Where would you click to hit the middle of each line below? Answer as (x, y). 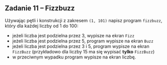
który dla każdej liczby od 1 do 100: (42, 26)
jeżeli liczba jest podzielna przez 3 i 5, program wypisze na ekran (81, 46)
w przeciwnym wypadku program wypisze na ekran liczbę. (74, 57)
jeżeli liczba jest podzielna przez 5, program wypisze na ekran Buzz (83, 41)
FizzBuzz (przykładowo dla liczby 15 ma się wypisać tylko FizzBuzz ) (83, 51)
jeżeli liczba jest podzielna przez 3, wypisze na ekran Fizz (73, 35)
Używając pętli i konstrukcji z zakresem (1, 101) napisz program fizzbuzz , (84, 20)
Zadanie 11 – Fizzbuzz (40, 8)
